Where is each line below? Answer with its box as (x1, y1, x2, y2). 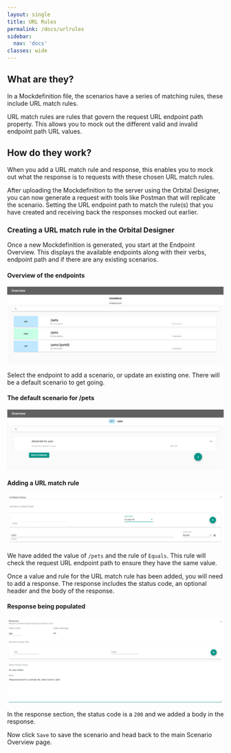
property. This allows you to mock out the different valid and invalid (7, 120, 198, 128)
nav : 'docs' (13, 40, 48, 47)
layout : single (7, 11, 51, 18)
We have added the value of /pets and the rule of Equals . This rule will (7, 551, 206, 560)
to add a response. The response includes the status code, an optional (7, 579, 208, 587)
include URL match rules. (7, 99, 78, 107)
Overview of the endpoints (7, 271, 85, 279)
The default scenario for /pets (7, 394, 95, 402)
